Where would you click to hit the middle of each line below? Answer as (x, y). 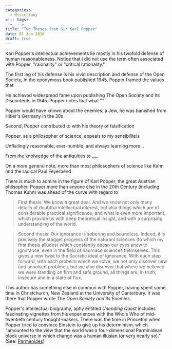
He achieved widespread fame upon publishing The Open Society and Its (83, 95)
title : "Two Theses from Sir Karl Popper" (51, 29)
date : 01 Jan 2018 (25, 34)
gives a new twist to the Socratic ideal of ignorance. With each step (89, 255)
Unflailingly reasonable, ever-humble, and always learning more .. (75, 146)
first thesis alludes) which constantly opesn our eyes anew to (83, 245)
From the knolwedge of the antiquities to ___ (52, 156)
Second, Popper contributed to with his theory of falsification (70, 126)
